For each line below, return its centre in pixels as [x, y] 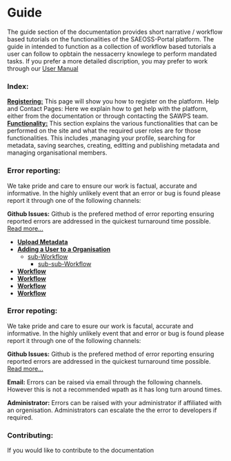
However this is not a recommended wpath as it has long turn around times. [115, 389]
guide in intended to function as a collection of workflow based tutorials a [112, 46]
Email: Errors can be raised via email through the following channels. [105, 382]
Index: [18, 86]
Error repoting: [32, 311]
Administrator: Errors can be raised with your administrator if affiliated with [114, 402]
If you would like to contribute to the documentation [81, 451]
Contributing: [30, 435]
